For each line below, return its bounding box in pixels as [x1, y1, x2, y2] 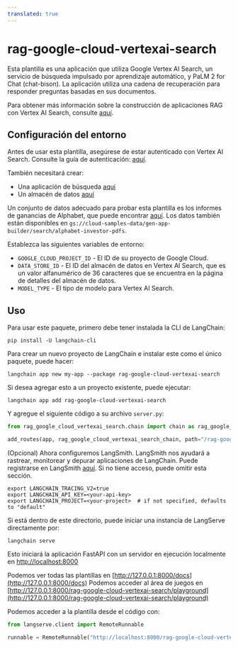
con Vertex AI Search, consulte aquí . [7, 108, 114, 117]
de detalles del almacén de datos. [17, 276, 117, 285]
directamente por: [7, 523, 60, 532]
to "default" [7, 503, 46, 510]
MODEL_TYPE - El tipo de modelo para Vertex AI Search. [17, 284, 175, 293]
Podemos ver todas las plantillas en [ [7, 571, 115, 579]
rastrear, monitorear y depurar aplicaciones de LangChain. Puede [7, 456, 198, 464]
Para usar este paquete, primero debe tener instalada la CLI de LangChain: [7, 323, 225, 332]
